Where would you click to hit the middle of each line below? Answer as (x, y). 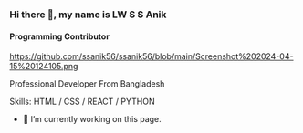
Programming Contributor (59, 36)
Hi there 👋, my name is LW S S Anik (88, 15)
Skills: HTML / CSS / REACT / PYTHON (82, 102)
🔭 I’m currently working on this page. (92, 119)
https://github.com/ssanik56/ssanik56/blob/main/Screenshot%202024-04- (151, 56)
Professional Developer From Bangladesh (87, 84)
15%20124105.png (44, 66)
